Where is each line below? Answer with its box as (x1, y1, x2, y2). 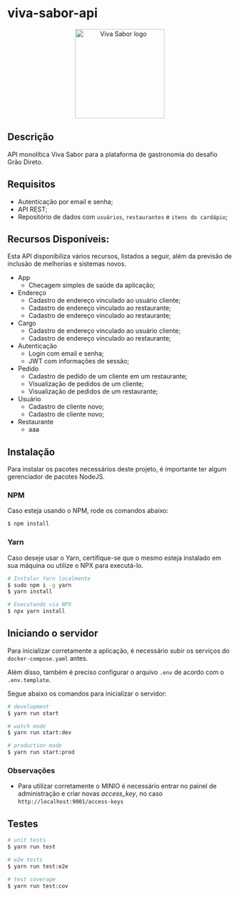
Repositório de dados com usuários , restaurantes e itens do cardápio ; (17, 212, 228, 221)
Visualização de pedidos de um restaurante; (28, 387, 158, 396)
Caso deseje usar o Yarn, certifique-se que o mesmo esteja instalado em (7, 553, 222, 562)
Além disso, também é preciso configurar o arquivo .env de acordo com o (7, 668, 225, 676)
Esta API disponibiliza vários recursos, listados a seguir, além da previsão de (7, 252, 232, 261)
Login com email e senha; (28, 349, 104, 358)
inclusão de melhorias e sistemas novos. (7, 259, 127, 269)
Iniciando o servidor (7, 627, 98, 640)
